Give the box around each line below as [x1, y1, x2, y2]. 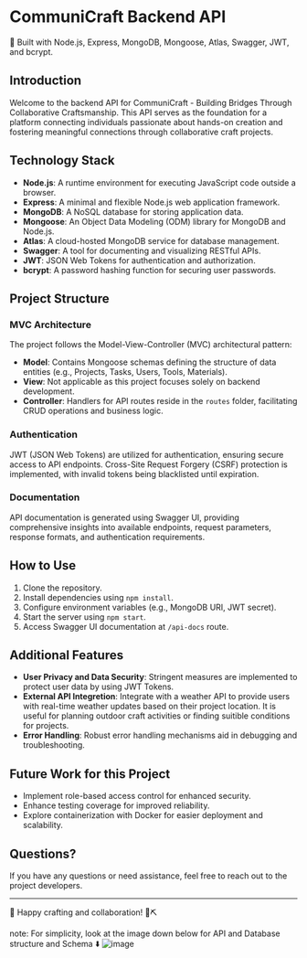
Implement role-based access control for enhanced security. [22, 791, 251, 802]
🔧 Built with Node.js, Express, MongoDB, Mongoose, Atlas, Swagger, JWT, [9, 37, 290, 48]
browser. [22, 186, 57, 197]
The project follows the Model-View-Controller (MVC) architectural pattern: [9, 339, 292, 350]
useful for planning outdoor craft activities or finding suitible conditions [22, 710, 291, 721]
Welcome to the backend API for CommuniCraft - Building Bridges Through [9, 97, 292, 108]
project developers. [9, 880, 83, 891]
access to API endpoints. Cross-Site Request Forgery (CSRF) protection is [9, 459, 288, 470]
